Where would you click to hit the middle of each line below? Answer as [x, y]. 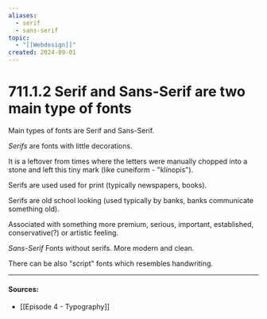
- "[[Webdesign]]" [46, 45]
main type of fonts [70, 109]
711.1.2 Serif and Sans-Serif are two [127, 92]
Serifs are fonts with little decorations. [70, 146]
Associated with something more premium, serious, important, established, [131, 224]
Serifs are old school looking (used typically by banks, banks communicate [131, 200]
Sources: [23, 289]
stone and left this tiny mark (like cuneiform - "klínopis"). [101, 169]
